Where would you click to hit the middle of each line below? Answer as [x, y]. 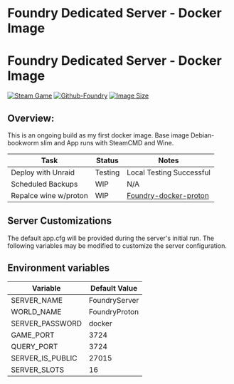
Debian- [203, 135]
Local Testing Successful [169, 172]
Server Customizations [60, 221]
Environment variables [59, 268]
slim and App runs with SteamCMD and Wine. [107, 142]
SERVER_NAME [37, 300]
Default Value [113, 288]
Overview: [31, 118]
